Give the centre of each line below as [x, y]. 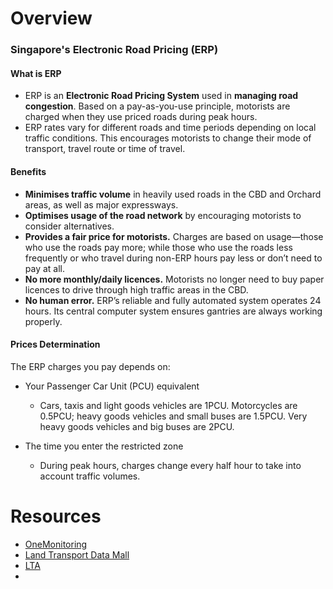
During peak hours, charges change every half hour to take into [170, 465]
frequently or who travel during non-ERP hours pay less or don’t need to [173, 258]
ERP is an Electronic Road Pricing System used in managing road [161, 96]
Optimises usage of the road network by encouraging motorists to [163, 215]
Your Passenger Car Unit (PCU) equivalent [112, 386]
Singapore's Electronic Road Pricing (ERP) [114, 50]
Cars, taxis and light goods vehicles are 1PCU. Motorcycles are [168, 405]
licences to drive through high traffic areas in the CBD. [136, 289]
